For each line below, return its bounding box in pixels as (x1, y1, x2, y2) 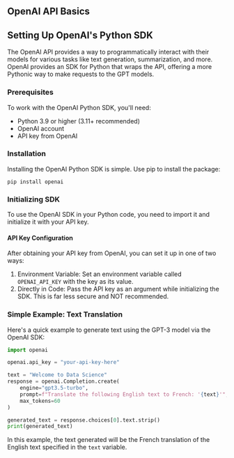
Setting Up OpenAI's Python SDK (7, 29, 153, 41)
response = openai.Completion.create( (7, 378, 120, 386)
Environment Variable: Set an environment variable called (17, 270, 182, 278)
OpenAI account (17, 124, 65, 132)
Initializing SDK (7, 194, 61, 204)
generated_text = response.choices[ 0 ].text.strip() (7, 416, 160, 424)
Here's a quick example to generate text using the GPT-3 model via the (7, 326, 211, 334)
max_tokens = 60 (19, 397, 61, 404)
